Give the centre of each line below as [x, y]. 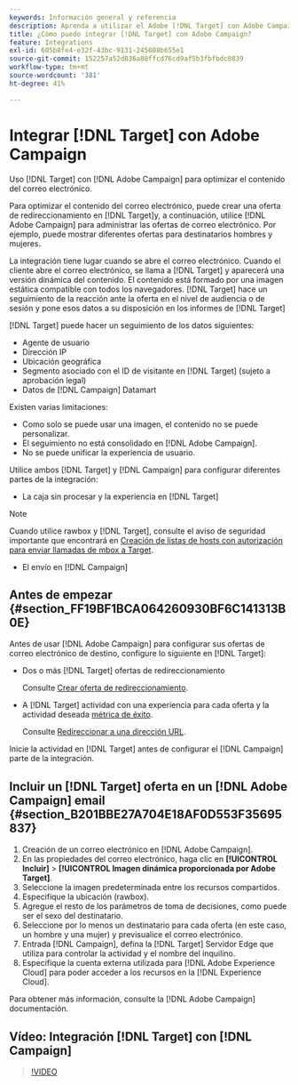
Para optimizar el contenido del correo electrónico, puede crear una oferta [145, 205]
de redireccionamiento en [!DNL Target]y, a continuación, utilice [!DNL [137, 215]
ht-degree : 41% [37, 84]
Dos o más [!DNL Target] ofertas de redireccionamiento [123, 671]
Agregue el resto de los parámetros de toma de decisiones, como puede [154, 906]
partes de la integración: [54, 479]
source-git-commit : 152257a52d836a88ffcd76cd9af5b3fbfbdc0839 [126, 59]
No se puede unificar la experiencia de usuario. [109, 452]
